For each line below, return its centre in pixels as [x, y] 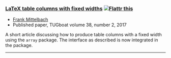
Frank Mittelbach [30, 20]
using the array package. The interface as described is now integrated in [82, 40]
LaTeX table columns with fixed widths [54, 9]
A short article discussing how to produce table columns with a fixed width [83, 35]
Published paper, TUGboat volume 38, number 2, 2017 [70, 25]
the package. [19, 45]
